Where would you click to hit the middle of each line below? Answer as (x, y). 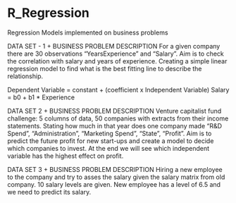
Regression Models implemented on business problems (88, 32)
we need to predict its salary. (49, 192)
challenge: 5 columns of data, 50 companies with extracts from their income (118, 118)
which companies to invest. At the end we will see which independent (108, 148)
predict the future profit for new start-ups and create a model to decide (111, 141)
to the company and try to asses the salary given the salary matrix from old (116, 177)
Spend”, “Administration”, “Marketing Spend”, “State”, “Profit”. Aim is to (110, 133)
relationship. (25, 76)
